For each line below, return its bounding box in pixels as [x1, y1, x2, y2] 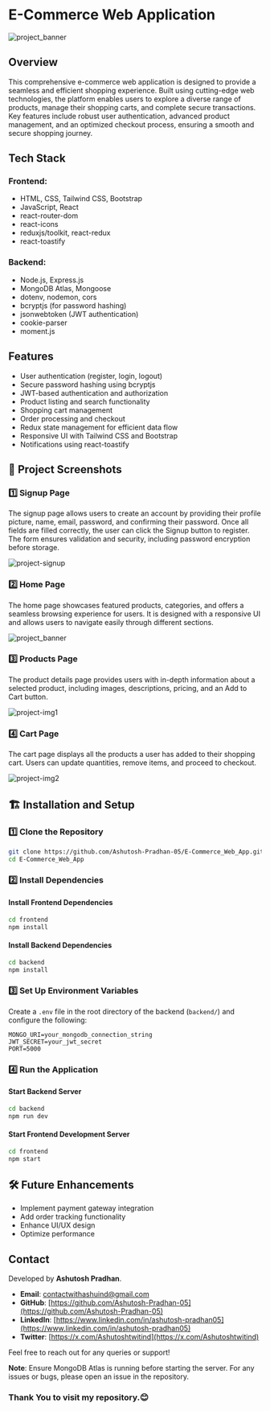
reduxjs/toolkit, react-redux [19, 228, 111, 238]
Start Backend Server [8, 1087, 82, 1096]
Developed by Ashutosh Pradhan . [8, 1273, 122, 1284]
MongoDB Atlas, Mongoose [19, 283, 112, 293]
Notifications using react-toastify [19, 439, 130, 449]
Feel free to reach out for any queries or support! [8, 1347, 170, 1357]
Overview [8, 56, 59, 69]
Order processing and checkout [19, 413, 126, 423]
